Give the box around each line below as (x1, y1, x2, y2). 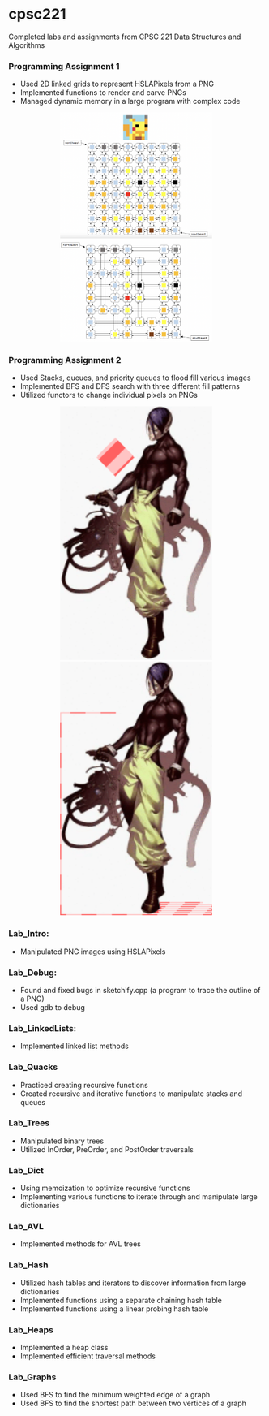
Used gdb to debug (19, 1002, 85, 1012)
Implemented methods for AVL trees (19, 1239, 142, 1249)
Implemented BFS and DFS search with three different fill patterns (19, 382, 241, 391)
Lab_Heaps (8, 1324, 54, 1336)
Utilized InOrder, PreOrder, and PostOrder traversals (19, 1144, 194, 1154)
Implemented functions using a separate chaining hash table (19, 1295, 223, 1305)
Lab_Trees (8, 1117, 50, 1129)
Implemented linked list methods (19, 1041, 130, 1051)
